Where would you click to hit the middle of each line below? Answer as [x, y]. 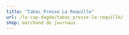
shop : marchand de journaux [41, 23]
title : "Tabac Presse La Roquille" [50, 12]
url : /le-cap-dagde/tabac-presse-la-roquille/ [65, 17]
